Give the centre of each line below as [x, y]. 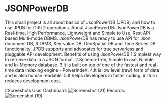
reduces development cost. [33, 81]
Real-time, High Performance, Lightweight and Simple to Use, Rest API [78, 33]
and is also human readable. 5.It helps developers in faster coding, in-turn [81, 75]
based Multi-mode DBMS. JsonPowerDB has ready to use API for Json [78, 38]
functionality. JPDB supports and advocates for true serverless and [74, 49]
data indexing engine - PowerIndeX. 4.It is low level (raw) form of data [87, 70]
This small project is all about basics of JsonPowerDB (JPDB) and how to [80, 22]
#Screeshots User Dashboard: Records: [65, 90]
